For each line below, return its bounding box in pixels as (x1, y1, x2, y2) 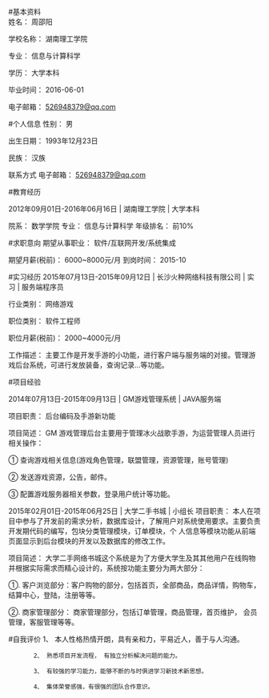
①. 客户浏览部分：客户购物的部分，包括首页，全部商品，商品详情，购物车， (8, 580, 261, 590)
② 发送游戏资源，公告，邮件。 (8, 472, 112, 482)
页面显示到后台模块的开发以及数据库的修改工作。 (8, 536, 170, 546)
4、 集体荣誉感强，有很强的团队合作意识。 (33, 683, 155, 691)
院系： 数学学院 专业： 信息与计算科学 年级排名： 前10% (8, 221, 194, 231)
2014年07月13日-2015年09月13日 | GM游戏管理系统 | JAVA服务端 (8, 395, 222, 403)
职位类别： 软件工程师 (8, 316, 81, 326)
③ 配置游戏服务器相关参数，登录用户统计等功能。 (8, 489, 175, 499)
